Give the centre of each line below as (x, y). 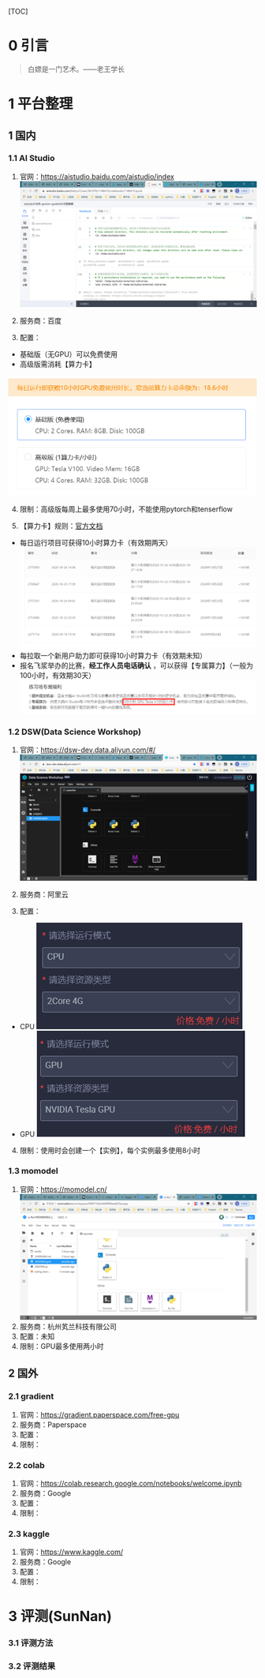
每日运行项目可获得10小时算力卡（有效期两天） (96, 542)
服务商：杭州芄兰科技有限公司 (68, 1326)
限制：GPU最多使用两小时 (62, 1346)
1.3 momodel (33, 1171)
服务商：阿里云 (44, 894)
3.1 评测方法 (31, 1643)
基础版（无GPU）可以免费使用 (69, 354)
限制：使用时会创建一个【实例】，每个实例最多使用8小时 (110, 1150)
